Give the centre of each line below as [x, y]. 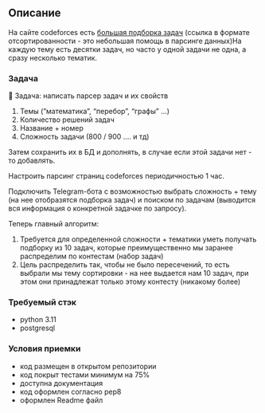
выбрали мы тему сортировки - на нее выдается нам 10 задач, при [134, 273]
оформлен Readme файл [61, 400]
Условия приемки [45, 348]
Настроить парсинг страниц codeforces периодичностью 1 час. [117, 176]
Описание [35, 13]
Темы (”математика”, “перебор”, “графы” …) [94, 112]
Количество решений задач [67, 120]
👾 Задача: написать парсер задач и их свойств [88, 96]
